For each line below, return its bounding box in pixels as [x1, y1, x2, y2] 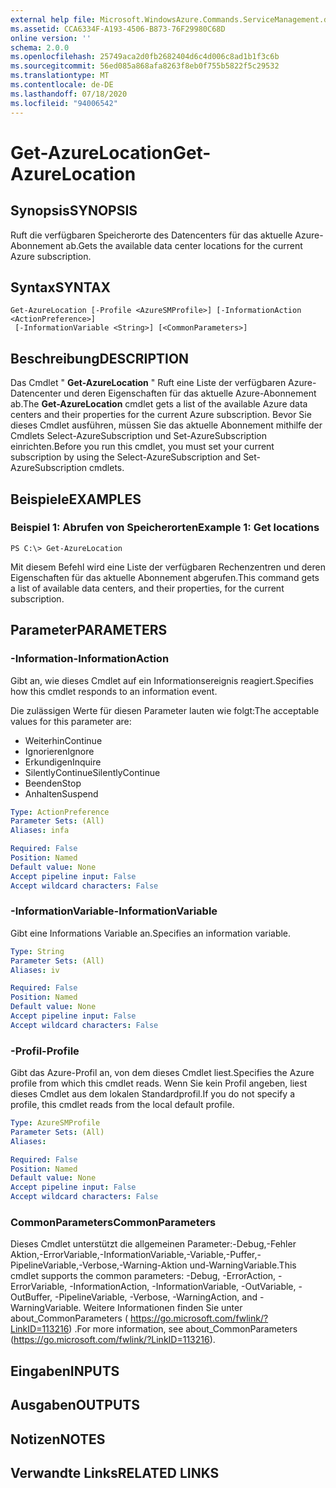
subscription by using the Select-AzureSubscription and [10, 451, 242, 463]
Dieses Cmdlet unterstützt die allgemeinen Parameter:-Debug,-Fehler [10, 1238, 297, 1250]
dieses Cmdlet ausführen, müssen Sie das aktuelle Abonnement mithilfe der [10, 419, 323, 431]
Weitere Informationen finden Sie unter [83, 1302, 243, 1314]
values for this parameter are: [10, 715, 132, 727]
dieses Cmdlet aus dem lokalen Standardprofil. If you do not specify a [10, 1088, 295, 1100]
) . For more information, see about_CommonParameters [68, 1323, 298, 1335]
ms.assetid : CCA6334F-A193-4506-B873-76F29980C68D [10, 24, 226, 34]
